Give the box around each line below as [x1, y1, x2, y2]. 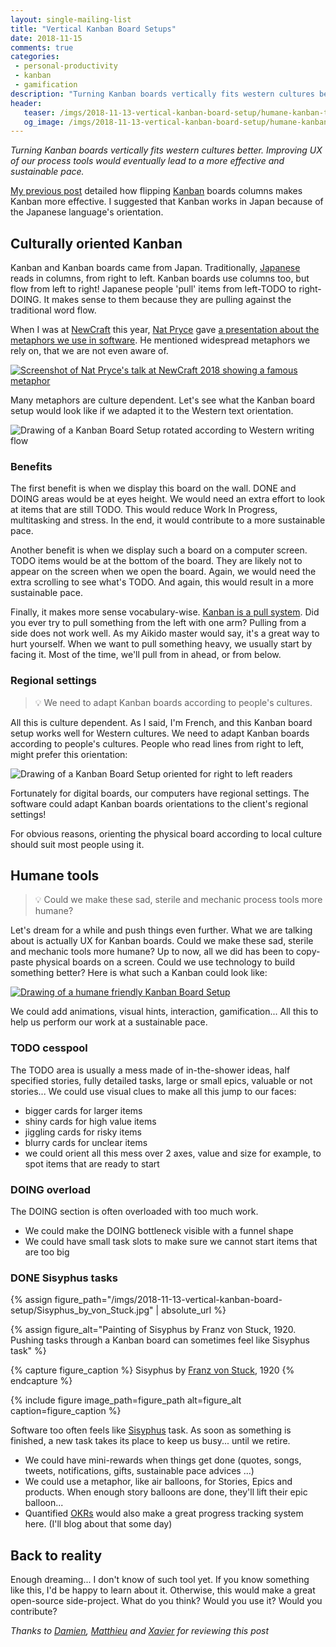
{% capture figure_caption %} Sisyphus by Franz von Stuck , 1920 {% [10, 1364, 295, 1376]
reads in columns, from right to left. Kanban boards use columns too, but [10, 272, 310, 285]
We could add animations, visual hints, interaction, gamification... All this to [10, 1006, 319, 1018]
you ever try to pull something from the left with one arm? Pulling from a [10, 617, 307, 629]
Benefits [10, 459, 53, 473]
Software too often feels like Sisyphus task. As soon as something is [10, 1424, 292, 1436]
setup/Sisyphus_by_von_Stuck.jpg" [10, 1304, 154, 1316]
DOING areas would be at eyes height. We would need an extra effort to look [10, 493, 326, 505]
